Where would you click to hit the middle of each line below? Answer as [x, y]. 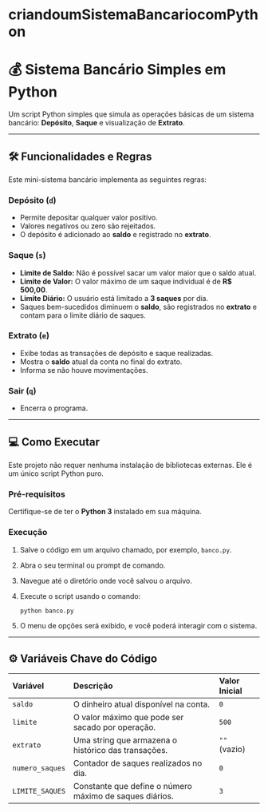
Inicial [231, 691]
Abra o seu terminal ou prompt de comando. [93, 565]
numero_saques [39, 768]
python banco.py [47, 611]
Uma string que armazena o [125, 740]
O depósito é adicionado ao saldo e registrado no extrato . [115, 235]
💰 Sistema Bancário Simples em [117, 70]
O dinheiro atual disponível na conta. [141, 704]
